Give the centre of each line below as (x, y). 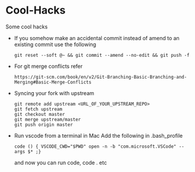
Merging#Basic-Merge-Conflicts (53, 82)
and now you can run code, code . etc (60, 163)
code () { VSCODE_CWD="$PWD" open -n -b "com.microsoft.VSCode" (95, 146)
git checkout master (39, 114)
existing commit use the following (55, 44)
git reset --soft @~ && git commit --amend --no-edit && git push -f (102, 55)
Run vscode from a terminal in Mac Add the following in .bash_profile (98, 135)
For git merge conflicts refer (48, 66)
